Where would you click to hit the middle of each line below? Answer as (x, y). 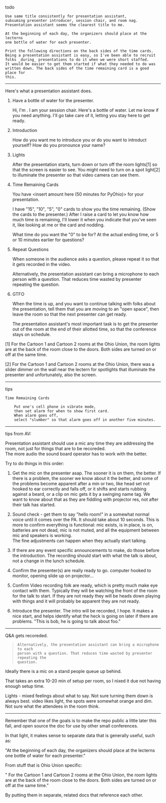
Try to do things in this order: (35, 463)
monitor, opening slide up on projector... (53, 576)
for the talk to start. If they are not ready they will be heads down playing (86, 596)
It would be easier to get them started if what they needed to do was (80, 64)
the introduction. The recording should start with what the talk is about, (84, 556)
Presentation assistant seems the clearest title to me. (65, 25)
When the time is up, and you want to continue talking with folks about (84, 304)
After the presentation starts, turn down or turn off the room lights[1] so (85, 164)
